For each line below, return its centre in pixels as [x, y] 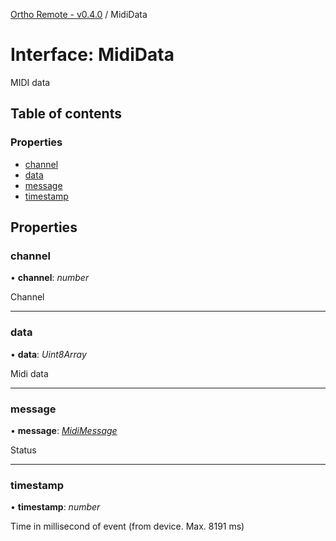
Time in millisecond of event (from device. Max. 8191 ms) [127, 526]
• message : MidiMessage [64, 430]
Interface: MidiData [92, 55]
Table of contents [66, 114]
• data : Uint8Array [48, 354]
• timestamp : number [55, 507]
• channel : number [50, 278]
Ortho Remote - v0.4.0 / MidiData [79, 14]
